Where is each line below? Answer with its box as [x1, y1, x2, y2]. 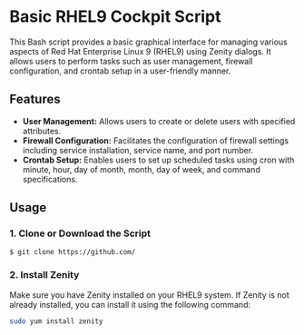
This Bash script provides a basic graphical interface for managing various [9, 36, 288, 47]
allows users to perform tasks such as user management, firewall [9, 55, 253, 66]
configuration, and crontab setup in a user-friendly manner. [9, 65, 231, 76]
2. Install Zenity [9, 269, 80, 281]
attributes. [22, 125, 62, 136]
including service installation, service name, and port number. [22, 144, 254, 155]
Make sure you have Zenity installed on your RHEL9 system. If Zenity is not [9, 289, 289, 301]
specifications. [22, 173, 78, 184]
